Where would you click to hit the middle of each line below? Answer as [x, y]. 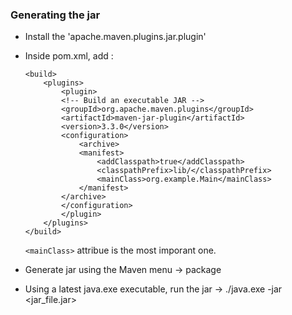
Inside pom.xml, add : [69, 56]
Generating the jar [55, 15]
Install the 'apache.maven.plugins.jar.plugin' [115, 37]
